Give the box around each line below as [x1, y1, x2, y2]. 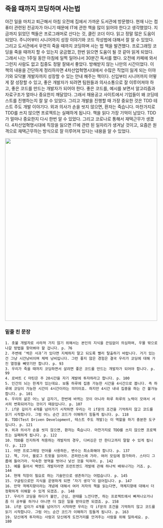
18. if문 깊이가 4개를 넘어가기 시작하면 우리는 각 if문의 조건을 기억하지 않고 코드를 [5, 505, 156, 509]
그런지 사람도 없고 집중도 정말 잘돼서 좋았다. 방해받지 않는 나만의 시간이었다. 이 [5, 61, 154, 67]
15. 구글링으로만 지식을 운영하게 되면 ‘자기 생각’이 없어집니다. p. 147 [5, 479, 132, 484]
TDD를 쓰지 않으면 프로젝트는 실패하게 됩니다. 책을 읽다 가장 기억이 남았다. [5, 110, 146, 115]
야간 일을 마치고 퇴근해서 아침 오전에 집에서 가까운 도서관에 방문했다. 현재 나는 [5, 19, 153, 24]
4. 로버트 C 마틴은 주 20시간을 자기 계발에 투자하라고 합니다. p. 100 [5, 376, 130, 381]
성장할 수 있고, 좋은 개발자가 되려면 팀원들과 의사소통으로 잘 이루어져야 [15, 79, 149, 85]
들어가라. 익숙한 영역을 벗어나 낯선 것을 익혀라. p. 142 [14, 459, 113, 464]
